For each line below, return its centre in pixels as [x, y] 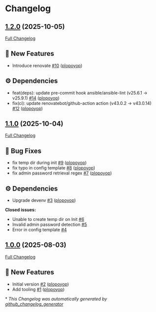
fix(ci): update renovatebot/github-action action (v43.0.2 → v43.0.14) [82, 103]
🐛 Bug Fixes [23, 151]
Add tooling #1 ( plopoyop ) [38, 289]
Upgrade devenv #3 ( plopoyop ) [44, 200]
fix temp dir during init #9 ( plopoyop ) [49, 163]
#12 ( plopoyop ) [27, 108]
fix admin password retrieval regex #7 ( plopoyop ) [62, 173]
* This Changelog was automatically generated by [56, 299]
